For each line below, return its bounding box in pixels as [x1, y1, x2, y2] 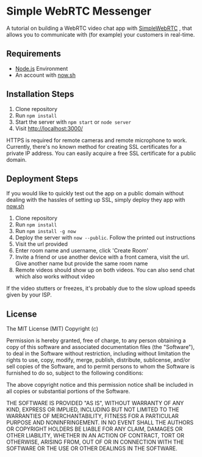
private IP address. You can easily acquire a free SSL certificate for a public [6, 149, 197, 157]
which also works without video [15, 273, 95, 280]
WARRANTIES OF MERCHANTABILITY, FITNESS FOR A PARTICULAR [6, 412, 179, 420]
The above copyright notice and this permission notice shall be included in [6, 381, 193, 389]
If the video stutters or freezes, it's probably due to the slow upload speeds [6, 285, 196, 292]
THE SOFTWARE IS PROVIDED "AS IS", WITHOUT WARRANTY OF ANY [6, 400, 184, 407]
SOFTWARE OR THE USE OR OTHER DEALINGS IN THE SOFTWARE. [6, 445, 178, 452]
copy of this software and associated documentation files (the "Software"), [6, 344, 195, 351]
